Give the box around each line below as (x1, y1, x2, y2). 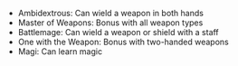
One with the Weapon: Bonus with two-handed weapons (17, 36, 229, 47)
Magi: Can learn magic (17, 46, 102, 57)
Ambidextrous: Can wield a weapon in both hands (17, 8, 204, 18)
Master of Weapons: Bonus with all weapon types (17, 17, 204, 28)
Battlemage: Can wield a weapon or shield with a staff (17, 27, 219, 37)
